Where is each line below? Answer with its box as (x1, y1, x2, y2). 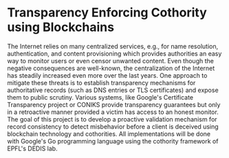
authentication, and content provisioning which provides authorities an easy (7, 49, 222, 58)
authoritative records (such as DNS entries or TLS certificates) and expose (7, 86, 219, 94)
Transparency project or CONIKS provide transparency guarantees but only (7, 100, 221, 109)
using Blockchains (7, 19, 115, 35)
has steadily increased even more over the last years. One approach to (7, 71, 208, 80)
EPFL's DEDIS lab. (7, 144, 58, 153)
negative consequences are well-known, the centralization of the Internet (7, 64, 215, 72)
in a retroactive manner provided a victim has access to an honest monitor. (7, 108, 219, 116)
